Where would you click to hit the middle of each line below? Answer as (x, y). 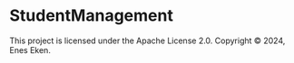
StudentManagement (92, 16)
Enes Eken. (30, 49)
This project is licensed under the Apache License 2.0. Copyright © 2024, (147, 40)
